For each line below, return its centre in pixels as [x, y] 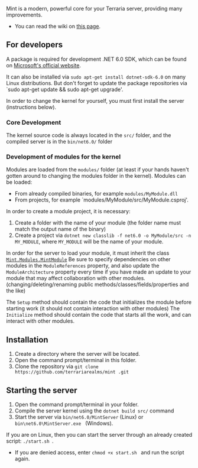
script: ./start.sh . [30, 441]
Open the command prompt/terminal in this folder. [76, 360]
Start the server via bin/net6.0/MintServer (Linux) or [79, 417]
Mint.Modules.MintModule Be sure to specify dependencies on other [88, 259]
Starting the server [42, 390]
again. [22, 459]
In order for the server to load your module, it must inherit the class [88, 253]
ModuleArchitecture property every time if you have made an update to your [99, 272]
